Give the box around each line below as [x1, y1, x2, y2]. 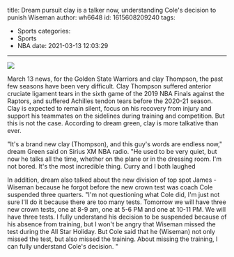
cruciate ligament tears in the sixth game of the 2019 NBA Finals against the [7, 90, 225, 98]
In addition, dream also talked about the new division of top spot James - [7, 176, 217, 184]
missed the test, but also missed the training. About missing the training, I [7, 235, 218, 243]
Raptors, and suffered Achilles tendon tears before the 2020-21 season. [7, 97, 213, 105]
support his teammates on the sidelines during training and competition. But [7, 111, 225, 120]
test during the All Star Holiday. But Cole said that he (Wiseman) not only [7, 228, 216, 235]
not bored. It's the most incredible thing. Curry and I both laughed [7, 162, 196, 170]
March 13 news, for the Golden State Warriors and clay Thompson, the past [7, 75, 224, 83]
